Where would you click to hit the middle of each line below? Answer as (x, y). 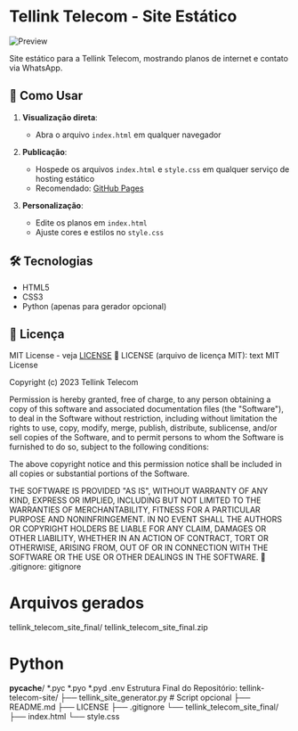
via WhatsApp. (36, 68)
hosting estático (65, 178)
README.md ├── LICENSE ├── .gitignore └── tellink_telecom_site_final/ (144, 707)
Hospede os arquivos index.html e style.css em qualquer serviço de (162, 169)
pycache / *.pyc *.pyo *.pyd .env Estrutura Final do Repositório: (124, 688)
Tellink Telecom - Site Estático (123, 16)
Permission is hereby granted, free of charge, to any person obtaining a (140, 399)
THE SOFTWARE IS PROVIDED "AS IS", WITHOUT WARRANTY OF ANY (139, 491)
